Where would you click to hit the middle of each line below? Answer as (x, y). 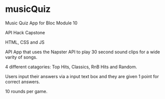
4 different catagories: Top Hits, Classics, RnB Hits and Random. (71, 67)
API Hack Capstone (25, 32)
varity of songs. (21, 57)
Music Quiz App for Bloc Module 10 (41, 23)
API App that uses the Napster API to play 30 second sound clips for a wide (83, 52)
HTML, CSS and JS (25, 42)
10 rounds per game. (26, 91)
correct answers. (23, 82)
